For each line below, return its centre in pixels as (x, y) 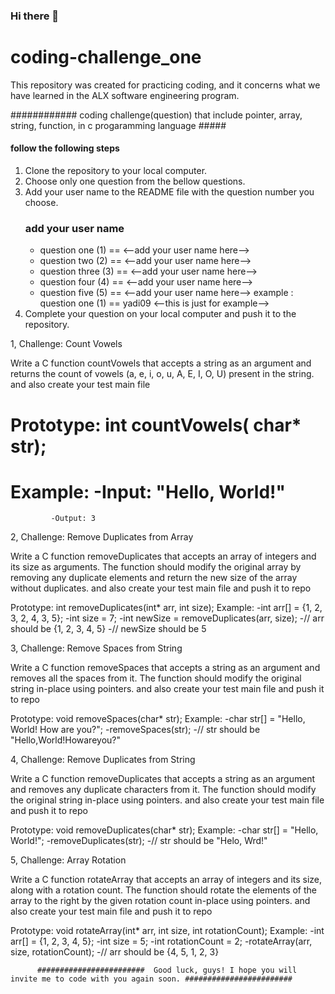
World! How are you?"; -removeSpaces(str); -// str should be (135, 730)
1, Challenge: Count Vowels (66, 344)
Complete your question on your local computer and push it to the (160, 314)
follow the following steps (65, 148)
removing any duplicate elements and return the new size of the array (154, 578)
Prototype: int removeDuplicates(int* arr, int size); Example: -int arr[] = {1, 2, (166, 608)
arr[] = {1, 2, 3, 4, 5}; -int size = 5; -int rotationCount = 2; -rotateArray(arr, (161, 941)
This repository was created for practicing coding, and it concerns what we (165, 85)
